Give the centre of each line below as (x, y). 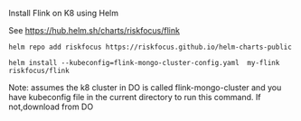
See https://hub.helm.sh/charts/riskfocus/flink (94, 30)
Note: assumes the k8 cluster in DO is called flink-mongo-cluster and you (145, 88)
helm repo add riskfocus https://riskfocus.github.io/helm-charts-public (150, 47)
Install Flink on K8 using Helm (64, 13)
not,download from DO (51, 107)
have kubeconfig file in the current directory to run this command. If (135, 97)
